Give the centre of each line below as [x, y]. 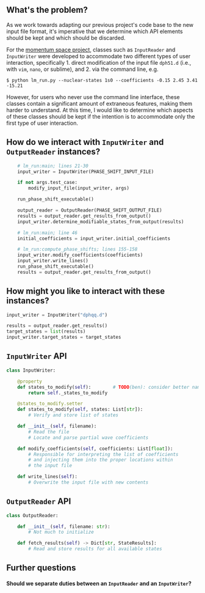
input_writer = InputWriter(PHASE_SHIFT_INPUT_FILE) [86, 171]
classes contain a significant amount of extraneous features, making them [99, 103]
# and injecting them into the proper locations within [101, 460]
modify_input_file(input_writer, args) [79, 188]
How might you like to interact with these [86, 291]
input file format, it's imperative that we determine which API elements [95, 31]
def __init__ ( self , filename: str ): [64, 526]
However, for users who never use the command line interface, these [93, 97]
